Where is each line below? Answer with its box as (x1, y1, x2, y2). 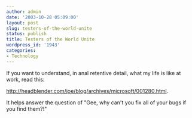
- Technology (6, 53, 39, 59)
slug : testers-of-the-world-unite (6, 25, 93, 32)
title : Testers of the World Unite (6, 36, 95, 42)
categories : (6, 48, 36, 54)
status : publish (6, 31, 47, 37)
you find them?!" (6, 105, 47, 112)
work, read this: (6, 76, 45, 83)
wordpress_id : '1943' (6, 42, 60, 48)
